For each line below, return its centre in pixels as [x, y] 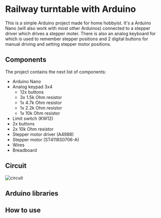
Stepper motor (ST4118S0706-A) [46, 139]
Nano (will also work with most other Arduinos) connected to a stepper [78, 28]
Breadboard [25, 150]
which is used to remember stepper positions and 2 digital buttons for [77, 39]
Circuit [16, 166]
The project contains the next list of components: [56, 72]
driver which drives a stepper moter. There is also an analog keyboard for [80, 33]
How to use [23, 210]
